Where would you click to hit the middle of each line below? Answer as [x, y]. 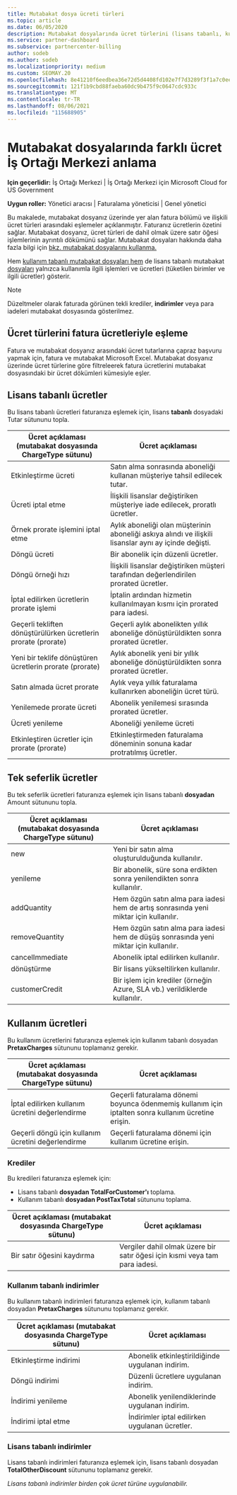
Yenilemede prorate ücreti [54, 707]
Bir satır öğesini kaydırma [53, 1256]
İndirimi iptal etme [41, 1421]
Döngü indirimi [35, 1380]
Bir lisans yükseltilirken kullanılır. [166, 969]
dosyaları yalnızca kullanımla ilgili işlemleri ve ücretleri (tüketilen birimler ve [116, 268]
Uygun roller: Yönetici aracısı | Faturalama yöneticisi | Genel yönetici [107, 203]
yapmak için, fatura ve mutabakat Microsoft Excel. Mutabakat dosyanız [110, 357]
